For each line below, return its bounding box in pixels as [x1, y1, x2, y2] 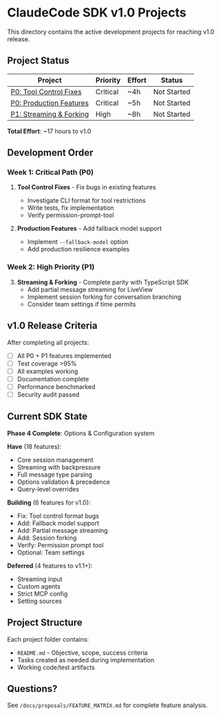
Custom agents [17, 582, 61, 590]
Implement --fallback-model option [27, 238, 129, 246]
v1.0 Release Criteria [7, 320, 98, 332]
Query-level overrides [17, 485, 79, 493]
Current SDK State [7, 411, 88, 423]
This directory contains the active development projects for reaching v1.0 [7, 28, 215, 36]
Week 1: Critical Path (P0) [7, 167, 94, 177]
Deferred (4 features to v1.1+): [7, 561, 93, 569]
